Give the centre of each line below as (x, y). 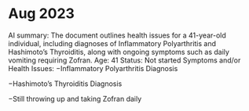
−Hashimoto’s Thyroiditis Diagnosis (65, 84)
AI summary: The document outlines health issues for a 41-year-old (117, 35)
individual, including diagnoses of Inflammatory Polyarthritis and (112, 43)
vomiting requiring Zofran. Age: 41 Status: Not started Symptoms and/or (124, 60)
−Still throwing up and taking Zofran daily (75, 98)
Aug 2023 (41, 14)
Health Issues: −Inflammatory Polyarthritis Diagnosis (93, 68)
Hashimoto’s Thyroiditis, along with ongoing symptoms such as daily (119, 52)
